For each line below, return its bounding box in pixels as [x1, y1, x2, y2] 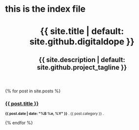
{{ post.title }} [5, 100, 39, 107]
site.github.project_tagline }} [37, 63, 127, 71]
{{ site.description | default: [39, 55, 125, 64]
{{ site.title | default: [40, 26, 124, 37]
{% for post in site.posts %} [5, 88, 61, 94]
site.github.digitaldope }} [29, 36, 135, 47]
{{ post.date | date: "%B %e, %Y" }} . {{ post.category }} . [5, 111, 104, 116]
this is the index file [5, 3, 86, 15]
